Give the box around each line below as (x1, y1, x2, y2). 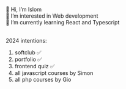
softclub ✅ (14, 49, 42, 56)
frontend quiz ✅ (14, 63, 55, 69)
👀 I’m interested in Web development (6, 12, 98, 20)
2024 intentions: (6, 37, 47, 44)
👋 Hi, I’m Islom (6, 6, 42, 13)
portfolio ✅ (14, 55, 42, 63)
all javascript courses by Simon (14, 69, 94, 76)
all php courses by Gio (14, 76, 72, 83)
